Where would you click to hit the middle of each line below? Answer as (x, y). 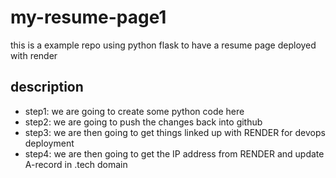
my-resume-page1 (88, 17)
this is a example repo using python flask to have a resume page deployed (163, 45)
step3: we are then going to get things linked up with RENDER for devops (175, 132)
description (47, 87)
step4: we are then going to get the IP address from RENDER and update (174, 153)
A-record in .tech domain (76, 164)
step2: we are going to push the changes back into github (143, 122)
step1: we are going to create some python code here (134, 111)
